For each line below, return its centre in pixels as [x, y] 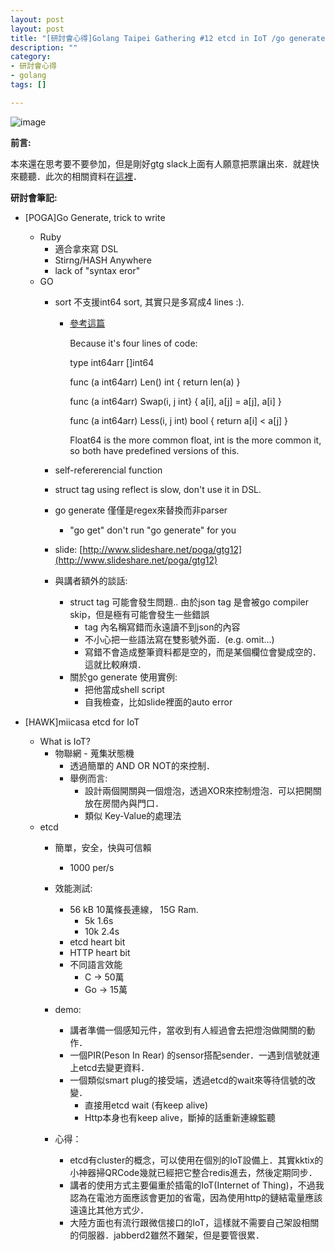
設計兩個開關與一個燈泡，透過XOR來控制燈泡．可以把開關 [203, 790]
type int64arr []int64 [112, 362]
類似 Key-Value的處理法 [133, 815]
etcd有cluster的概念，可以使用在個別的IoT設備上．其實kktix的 [196, 1160]
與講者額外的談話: [91, 580]
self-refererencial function [108, 470]
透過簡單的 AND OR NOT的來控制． [142, 765]
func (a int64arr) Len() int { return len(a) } [155, 382]
